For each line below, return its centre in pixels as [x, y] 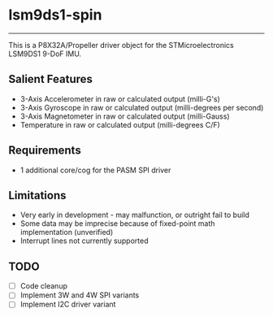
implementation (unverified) [67, 232]
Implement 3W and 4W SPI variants [80, 295]
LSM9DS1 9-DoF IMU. [45, 54]
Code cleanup [43, 286]
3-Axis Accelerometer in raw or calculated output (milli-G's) [120, 98]
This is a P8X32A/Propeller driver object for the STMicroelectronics [121, 45]
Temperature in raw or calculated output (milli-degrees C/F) [120, 124]
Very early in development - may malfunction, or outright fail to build [135, 215]
